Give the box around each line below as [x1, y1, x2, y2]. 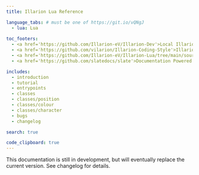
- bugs [11, 113, 28, 119]
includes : [6, 69, 31, 75]
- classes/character [11, 107, 62, 113]
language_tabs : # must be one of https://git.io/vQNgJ [6, 19, 145, 26]
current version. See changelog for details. [6, 163, 111, 170]
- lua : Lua [11, 25, 38, 31]
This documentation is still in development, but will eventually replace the [6, 156, 185, 163]
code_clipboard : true [6, 140, 60, 146]
